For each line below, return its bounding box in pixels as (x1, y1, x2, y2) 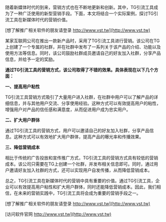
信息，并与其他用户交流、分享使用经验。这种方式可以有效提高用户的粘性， (9, 101, 161, 106)
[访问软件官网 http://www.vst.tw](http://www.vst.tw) (5, 211, 112, 217)
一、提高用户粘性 (5, 84, 40, 89)
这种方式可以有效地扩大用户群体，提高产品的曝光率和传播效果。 (13, 134, 144, 140)
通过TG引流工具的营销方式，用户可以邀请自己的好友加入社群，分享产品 (5, 128, 150, 133)
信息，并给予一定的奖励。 (5, 56, 57, 62)
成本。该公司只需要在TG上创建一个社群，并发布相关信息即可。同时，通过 (5, 161, 154, 167)
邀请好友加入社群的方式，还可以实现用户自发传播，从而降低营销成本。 (9, 167, 152, 173)
